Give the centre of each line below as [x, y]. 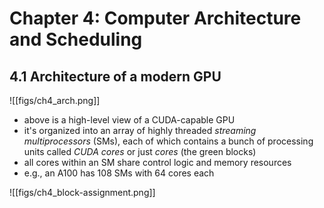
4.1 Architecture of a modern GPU [115, 76]
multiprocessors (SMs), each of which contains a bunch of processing [168, 141]
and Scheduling [76, 39]
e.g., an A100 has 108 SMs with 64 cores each [119, 173]
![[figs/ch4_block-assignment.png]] [82, 192]
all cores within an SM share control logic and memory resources [157, 162]
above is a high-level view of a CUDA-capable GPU [129, 120]
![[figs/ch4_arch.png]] [55, 100]
